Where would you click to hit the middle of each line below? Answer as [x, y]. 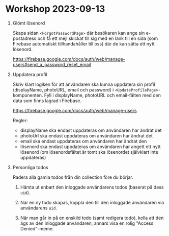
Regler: [20, 120]
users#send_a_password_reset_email [52, 64]
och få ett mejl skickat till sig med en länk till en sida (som [98, 38]
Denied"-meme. [37, 228]
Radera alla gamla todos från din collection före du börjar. [73, 177]
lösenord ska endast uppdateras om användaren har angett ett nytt [90, 147]
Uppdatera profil [30, 74]
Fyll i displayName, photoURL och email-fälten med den [103, 95]
